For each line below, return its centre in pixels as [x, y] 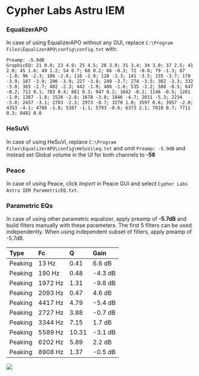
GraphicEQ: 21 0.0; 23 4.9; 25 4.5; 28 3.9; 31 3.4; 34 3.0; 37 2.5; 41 [100, 65]
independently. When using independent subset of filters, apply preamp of [99, 232]
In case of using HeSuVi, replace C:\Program [61, 142]
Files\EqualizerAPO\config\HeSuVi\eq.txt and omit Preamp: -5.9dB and [96, 148]
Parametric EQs [30, 206]
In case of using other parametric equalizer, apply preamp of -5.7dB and [96, 219]
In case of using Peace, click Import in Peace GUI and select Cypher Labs [97, 184]
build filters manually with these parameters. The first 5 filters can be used [99, 226]
